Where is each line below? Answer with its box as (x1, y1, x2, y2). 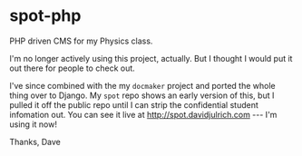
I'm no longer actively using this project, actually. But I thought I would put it (9, 53, 293, 63)
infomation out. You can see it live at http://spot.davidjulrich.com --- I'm (9, 109, 278, 120)
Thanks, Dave (9, 136, 62, 147)
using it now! (9, 119, 57, 130)
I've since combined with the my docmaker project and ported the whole (9, 80, 276, 91)
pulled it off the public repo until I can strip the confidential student (9, 99, 258, 110)
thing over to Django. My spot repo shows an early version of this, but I (9, 90, 275, 101)
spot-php (9, 5, 82, 26)
